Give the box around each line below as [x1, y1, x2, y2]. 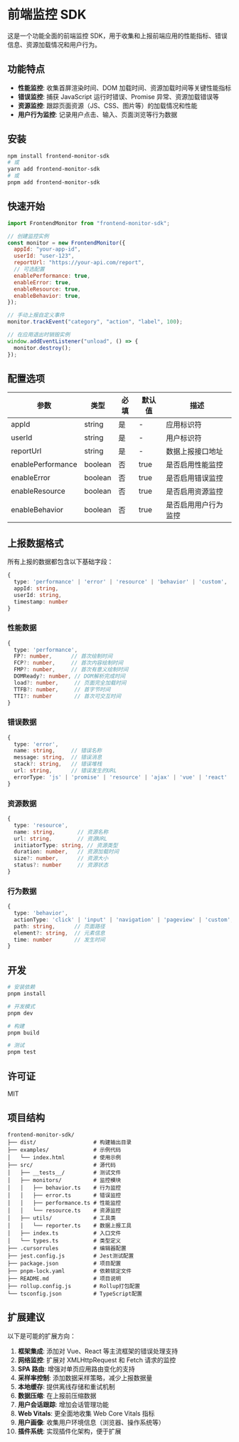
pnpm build [7, 1029, 40, 1037]
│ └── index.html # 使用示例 [7, 1153, 122, 1161]
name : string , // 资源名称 [14, 828, 109, 836]
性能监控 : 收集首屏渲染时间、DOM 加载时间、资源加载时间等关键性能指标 [17, 83, 232, 92]
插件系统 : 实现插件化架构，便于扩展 [17, 1426, 122, 1436]
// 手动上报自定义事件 [7, 311, 65, 319]
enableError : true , [14, 279, 72, 286]
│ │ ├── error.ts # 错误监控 [7, 1191, 122, 1199]
